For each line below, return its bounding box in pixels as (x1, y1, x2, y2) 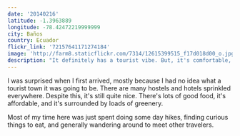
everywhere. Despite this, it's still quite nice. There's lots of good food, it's (7, 91, 226, 100)
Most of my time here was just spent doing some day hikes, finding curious (7, 113, 229, 121)
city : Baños (7, 30, 43, 38)
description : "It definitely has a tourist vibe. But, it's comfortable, (7, 57, 232, 64)
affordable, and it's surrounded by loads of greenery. (7, 99, 164, 108)
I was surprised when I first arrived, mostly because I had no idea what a (7, 76, 221, 85)
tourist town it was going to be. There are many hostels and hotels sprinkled (7, 83, 231, 93)
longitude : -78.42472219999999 (7, 23, 101, 31)
